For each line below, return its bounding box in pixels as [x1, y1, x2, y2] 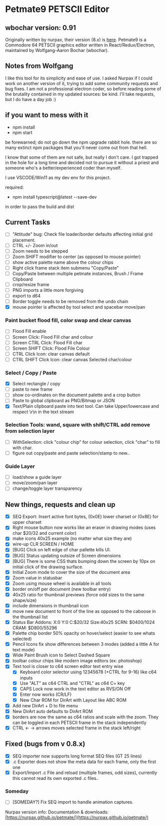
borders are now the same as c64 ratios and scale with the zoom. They [12, 714, 159, 720]
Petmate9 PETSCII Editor [5, 4, 110, 15]
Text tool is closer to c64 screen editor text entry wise [12, 663, 124, 669]
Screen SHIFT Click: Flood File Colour [12, 345, 90, 351]
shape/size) [12, 597, 37, 603]
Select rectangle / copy [12, 381, 61, 387]
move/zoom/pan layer [12, 480, 58, 486]
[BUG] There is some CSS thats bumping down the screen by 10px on [12, 558, 156, 564]
